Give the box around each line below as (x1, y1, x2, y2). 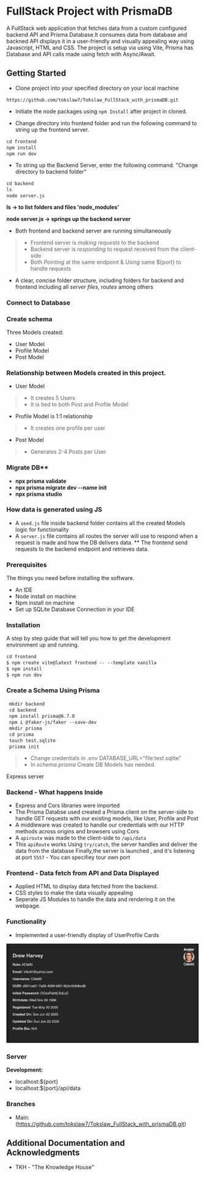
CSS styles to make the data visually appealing (15, 889, 133, 897)
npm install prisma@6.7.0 (9, 713, 75, 719)
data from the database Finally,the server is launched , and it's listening (15, 847, 195, 855)
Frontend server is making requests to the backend (30, 239, 159, 246)
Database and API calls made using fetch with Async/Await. (6, 50, 156, 57)
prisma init (9, 744, 40, 750)
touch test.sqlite (9, 737, 56, 744)
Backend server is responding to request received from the (30, 245, 179, 253)
